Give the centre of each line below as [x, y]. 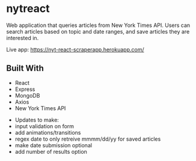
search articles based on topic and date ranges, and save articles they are [98, 31]
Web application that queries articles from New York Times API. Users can [98, 25]
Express [25, 89]
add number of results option [51, 151]
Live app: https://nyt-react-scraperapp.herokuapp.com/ [75, 49]
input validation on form [44, 126]
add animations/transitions [48, 132]
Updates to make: [37, 120]
